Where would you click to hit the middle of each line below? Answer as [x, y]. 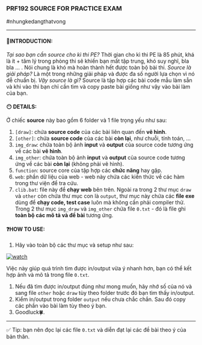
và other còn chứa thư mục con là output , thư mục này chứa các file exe [105, 196]
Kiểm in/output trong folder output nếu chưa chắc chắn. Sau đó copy [100, 299]
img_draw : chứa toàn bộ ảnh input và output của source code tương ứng [104, 144]
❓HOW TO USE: [26, 229]
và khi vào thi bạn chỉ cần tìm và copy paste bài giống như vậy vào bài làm [98, 86]
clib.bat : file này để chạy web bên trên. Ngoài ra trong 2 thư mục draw [103, 189]
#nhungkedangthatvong [36, 22]
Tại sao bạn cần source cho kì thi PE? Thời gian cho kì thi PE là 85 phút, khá [100, 54]
